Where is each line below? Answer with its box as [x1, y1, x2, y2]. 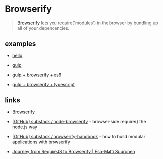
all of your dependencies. [17, 25, 70, 31]
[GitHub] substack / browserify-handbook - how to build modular [12, 133, 145, 139]
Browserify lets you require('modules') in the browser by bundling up [17, 20, 158, 26]
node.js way [12, 124, 37, 130]
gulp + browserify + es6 [12, 72, 62, 78]
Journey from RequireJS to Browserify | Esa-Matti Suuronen [12, 148, 135, 154]
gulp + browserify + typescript [12, 81, 75, 87]
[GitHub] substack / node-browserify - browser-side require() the [12, 118, 146, 124]
